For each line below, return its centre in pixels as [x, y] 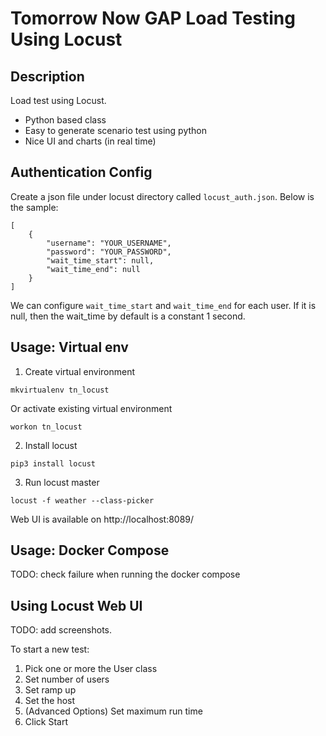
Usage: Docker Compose [90, 550]
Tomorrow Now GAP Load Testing [153, 18]
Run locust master [62, 482]
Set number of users [67, 679]
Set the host [50, 701]
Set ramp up [50, 690]
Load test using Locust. [58, 100]
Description [47, 76]
